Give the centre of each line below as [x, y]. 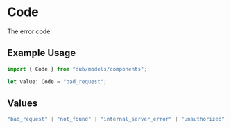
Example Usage [42, 53]
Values [23, 103]
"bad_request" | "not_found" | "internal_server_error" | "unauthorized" [116, 119]
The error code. [29, 31]
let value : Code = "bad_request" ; [57, 81]
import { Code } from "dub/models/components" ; [77, 69]
